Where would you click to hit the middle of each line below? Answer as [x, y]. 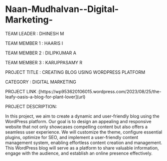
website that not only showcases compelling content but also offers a [77, 127]
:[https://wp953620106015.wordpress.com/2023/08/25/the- [99, 91]
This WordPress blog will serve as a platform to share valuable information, [82, 148]
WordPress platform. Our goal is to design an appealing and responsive [79, 121]
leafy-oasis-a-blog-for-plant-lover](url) [45, 97]
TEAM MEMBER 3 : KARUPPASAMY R [44, 62]
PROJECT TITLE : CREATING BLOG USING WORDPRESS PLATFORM [75, 72]
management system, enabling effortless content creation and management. [84, 143]
